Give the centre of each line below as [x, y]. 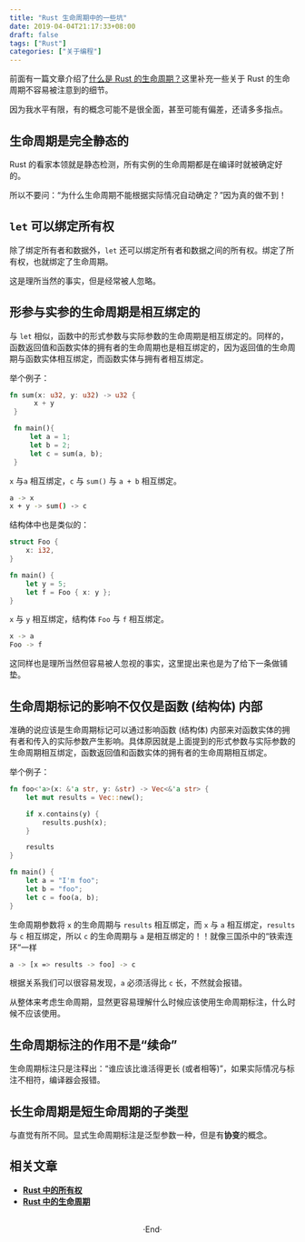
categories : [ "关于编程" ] [56, 52]
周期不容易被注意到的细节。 [61, 90]
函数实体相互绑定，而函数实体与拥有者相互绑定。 [117, 358]
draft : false [34, 35]
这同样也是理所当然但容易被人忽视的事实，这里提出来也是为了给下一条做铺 [148, 664]
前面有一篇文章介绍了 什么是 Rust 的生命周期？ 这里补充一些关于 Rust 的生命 [150, 79]
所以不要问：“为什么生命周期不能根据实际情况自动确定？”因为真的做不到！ [148, 195]
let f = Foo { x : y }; [69, 592]
